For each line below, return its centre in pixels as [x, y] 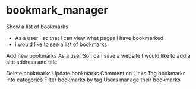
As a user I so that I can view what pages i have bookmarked [89, 38]
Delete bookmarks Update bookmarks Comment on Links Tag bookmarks [96, 73]
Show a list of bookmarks [37, 27]
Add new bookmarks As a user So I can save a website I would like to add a [99, 55]
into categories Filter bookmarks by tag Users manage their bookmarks [94, 80]
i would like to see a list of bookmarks [61, 44]
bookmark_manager [57, 10]
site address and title [32, 62]
